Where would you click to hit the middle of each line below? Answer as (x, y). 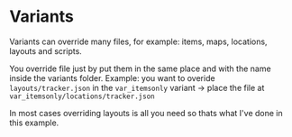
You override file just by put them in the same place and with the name (141, 68)
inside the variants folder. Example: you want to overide (112, 78)
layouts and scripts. (46, 50)
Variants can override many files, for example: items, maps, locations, (138, 41)
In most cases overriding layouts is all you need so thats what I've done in (146, 113)
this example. (34, 123)
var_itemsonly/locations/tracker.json (82, 96)
